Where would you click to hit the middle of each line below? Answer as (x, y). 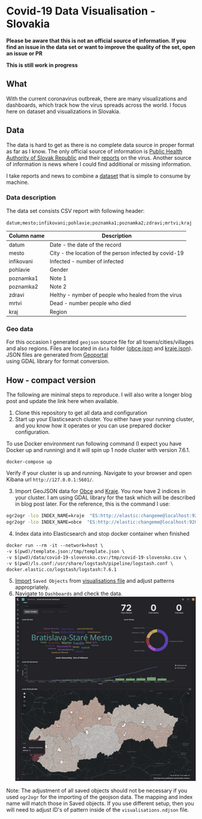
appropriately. (32, 587)
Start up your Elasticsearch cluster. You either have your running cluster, (104, 419)
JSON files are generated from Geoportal (57, 355)
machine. (18, 182)
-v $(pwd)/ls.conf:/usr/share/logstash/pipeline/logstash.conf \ (90, 563)
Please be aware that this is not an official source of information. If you (96, 40)
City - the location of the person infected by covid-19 (117, 253)
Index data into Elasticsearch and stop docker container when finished (102, 533)
